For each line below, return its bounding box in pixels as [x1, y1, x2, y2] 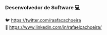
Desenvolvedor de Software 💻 [5, 4, 80, 11]
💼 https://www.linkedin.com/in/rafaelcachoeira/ [5, 24, 102, 30]
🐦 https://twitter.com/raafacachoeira [5, 17, 81, 23]
